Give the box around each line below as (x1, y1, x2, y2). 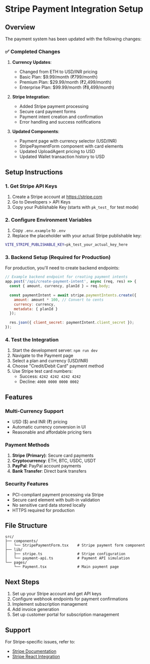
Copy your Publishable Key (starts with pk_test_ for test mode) (12, 204, 139, 210)
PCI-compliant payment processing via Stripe (12, 491, 104, 497)
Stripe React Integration (12, 653, 60, 659)
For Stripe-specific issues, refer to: (5, 638, 76, 644)
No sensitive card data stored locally (12, 502, 86, 508)
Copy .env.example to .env (12, 228, 66, 233)
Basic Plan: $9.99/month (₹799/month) (19, 74, 98, 80)
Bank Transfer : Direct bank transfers (12, 468, 87, 474)
